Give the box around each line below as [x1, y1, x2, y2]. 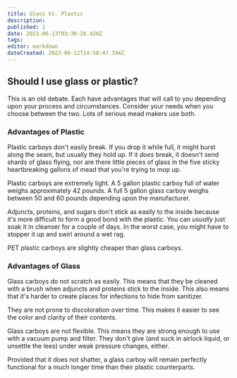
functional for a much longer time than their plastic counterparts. [7, 363, 195, 372]
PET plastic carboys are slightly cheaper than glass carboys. [7, 244, 183, 252]
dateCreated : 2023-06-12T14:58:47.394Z [7, 50, 125, 57]
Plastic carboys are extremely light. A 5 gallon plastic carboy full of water [7, 179, 220, 187]
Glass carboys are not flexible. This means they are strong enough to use [7, 327, 220, 335]
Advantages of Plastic [7, 127, 85, 137]
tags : [7, 37, 23, 44]
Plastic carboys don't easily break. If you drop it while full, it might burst [7, 142, 216, 151]
